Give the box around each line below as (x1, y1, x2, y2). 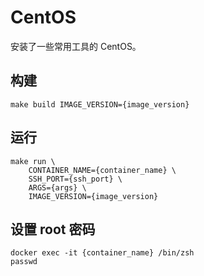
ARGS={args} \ (28, 182, 87, 193)
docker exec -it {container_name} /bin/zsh (10, 248, 195, 258)
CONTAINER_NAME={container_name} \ (28, 165, 177, 175)
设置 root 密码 (10, 221, 96, 238)
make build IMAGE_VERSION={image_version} (10, 99, 190, 110)
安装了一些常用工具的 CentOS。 (10, 40, 142, 52)
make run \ (10, 156, 56, 166)
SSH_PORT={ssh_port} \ (28, 174, 123, 184)
